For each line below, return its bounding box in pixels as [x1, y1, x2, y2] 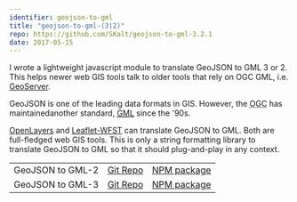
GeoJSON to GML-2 [13, 164, 100, 176]
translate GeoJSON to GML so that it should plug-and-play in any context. [9, 144, 280, 155]
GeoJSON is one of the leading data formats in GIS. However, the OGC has [9, 99, 283, 109]
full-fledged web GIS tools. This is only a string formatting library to [9, 134, 256, 145]
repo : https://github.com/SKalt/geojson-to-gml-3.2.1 [9, 29, 213, 38]
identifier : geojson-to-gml [9, 12, 114, 22]
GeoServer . [9, 81, 51, 92]
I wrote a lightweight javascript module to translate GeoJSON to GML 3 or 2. [9, 62, 288, 73]
